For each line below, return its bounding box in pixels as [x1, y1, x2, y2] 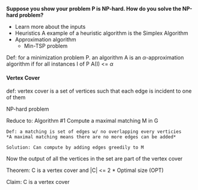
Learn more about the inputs [14, 23, 86, 30]
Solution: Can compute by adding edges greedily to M [6, 144, 144, 151]
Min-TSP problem [23, 42, 68, 49]
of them [6, 94, 26, 101]
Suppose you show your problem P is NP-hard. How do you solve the [6, 5, 182, 12]
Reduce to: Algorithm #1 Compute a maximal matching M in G [6, 117, 158, 124]
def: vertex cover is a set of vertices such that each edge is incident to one [6, 87, 192, 95]
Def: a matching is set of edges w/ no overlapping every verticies [6, 129, 182, 135]
